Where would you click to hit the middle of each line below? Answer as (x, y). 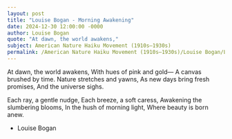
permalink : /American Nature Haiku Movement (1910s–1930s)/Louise (105, 53)
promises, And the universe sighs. (56, 86)
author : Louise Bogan (38, 33)
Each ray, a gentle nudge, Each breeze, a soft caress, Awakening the (105, 100)
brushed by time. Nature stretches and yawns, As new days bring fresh (108, 79)
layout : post (26, 13)
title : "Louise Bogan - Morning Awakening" (71, 20)
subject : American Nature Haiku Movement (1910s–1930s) (89, 46)
